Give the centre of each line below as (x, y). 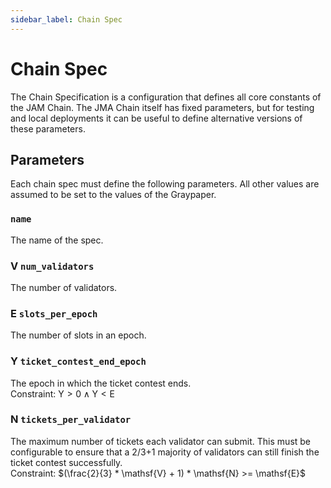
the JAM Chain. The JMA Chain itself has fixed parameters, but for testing (162, 107)
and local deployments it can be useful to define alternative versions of (156, 118)
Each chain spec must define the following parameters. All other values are (165, 184)
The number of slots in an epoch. (78, 335)
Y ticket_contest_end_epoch (78, 361)
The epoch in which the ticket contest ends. (101, 383)
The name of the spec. (57, 240)
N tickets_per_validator (71, 419)
